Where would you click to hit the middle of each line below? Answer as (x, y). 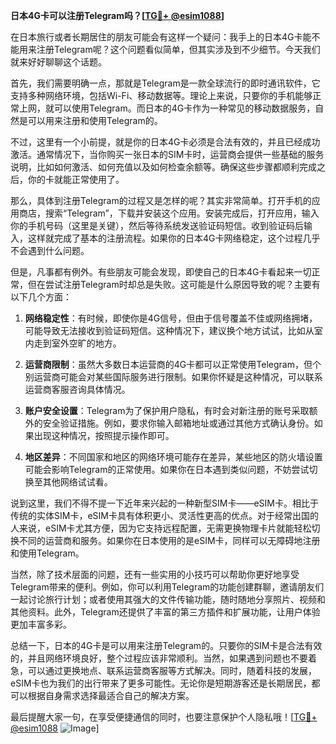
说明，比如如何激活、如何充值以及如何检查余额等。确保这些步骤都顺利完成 (163, 167)
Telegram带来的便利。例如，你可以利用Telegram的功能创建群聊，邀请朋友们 (167, 587)
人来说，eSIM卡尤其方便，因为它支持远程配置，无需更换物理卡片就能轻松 (161, 528)
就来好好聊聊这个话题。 (58, 62)
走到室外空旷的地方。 (77, 343)
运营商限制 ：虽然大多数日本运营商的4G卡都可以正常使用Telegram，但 (168, 364)
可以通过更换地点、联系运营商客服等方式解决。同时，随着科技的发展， (172, 670)
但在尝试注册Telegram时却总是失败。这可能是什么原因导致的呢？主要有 (174, 284)
